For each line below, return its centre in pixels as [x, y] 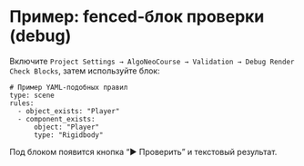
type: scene [32, 95]
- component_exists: [56, 119]
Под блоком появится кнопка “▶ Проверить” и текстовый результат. [143, 151]
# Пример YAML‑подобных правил [69, 87]
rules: [22, 103]
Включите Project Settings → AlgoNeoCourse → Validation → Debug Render [152, 61]
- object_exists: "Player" [69, 111]
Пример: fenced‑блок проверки [137, 17]
